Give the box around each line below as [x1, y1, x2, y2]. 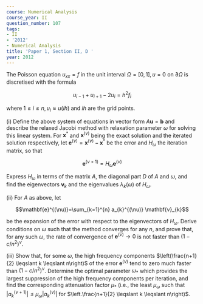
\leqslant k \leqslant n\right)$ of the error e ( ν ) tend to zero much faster [15, 258, 191, 267]
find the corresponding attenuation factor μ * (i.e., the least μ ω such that [6, 282, 185, 290]
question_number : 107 [6, 20, 61, 26]
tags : [6, 25, 20, 32]
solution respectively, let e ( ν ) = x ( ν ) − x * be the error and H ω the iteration [6, 138, 188, 147]
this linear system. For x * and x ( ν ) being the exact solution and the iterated [6, 130, 193, 139]
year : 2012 [6, 54, 34, 60]
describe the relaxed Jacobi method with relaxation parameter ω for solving [6, 124, 196, 131]
